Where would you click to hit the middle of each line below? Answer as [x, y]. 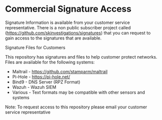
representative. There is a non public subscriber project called [68, 27]
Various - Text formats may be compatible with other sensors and [79, 92]
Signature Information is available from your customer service [67, 22]
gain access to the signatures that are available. [53, 38]
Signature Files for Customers [35, 47]
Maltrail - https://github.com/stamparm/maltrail [60, 71]
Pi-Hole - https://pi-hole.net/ [41, 77]
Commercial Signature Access [68, 9]
